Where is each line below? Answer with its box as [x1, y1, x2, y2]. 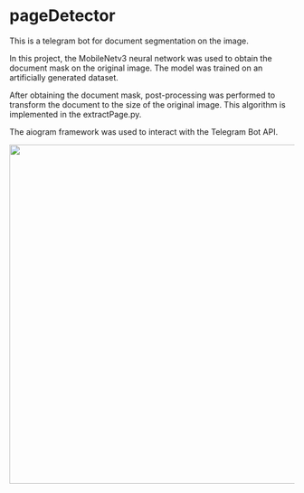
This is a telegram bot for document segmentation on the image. [9, 35, 249, 46]
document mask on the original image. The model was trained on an [9, 62, 263, 73]
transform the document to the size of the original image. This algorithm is [9, 99, 287, 109]
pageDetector [9, 5, 116, 26]
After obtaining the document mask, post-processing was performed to [9, 90, 276, 100]
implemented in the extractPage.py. [9, 109, 142, 119]
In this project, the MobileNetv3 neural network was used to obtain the [9, 52, 273, 63]
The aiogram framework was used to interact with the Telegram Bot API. [9, 126, 279, 137]
